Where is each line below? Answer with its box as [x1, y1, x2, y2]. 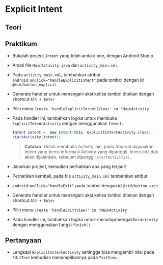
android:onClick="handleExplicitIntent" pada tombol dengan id [12, 77, 144, 83]
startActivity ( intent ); [12, 134, 61, 140]
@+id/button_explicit [12, 82, 56, 87]
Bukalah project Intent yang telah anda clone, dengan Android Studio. [12, 53, 155, 59]
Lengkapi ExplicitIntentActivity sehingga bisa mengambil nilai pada [12, 249, 155, 255]
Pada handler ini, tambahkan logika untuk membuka [12, 115, 117, 121]
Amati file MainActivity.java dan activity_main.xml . [12, 63, 119, 68]
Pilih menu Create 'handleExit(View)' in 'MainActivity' [12, 207, 129, 213]
